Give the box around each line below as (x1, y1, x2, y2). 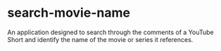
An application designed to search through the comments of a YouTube (7, 28, 215, 36)
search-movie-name (7, 5, 130, 21)
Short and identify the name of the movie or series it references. (7, 35, 194, 43)
